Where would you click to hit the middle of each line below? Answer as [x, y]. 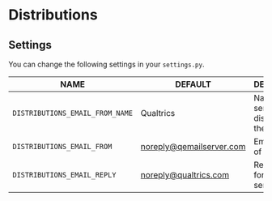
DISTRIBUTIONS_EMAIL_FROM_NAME [73, 113]
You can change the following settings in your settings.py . [106, 64]
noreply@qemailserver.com [193, 146]
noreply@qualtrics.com [185, 175]
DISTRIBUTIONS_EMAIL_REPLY [64, 175]
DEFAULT [193, 84]
